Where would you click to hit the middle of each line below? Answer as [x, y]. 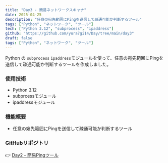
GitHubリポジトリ [27, 143]
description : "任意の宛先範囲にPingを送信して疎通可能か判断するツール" [74, 19]
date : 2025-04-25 [23, 15]
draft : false [19, 38]
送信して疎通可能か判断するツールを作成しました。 [58, 64]
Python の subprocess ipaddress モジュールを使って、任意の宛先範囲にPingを [85, 58]
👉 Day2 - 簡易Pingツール [32, 155]
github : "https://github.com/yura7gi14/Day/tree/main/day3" [70, 33]
